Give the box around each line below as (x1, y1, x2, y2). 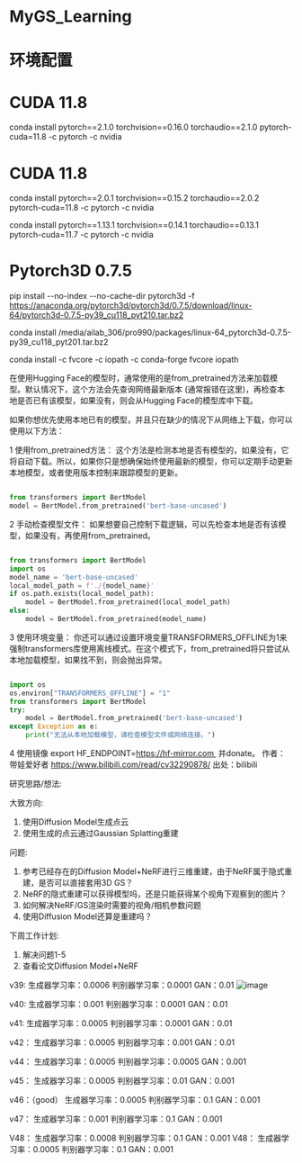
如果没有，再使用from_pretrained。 (24, 529, 155, 541)
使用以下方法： (9, 426, 65, 437)
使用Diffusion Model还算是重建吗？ (22, 911, 153, 922)
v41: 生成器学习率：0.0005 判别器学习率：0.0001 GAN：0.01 (9, 1018, 233, 1029)
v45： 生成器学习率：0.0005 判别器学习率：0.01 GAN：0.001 (9, 1076, 235, 1086)
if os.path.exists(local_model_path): (9, 590, 155, 599)
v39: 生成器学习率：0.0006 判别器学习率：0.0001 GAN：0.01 (9, 979, 235, 991)
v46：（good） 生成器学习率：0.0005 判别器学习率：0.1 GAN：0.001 (9, 1095, 261, 1105)
